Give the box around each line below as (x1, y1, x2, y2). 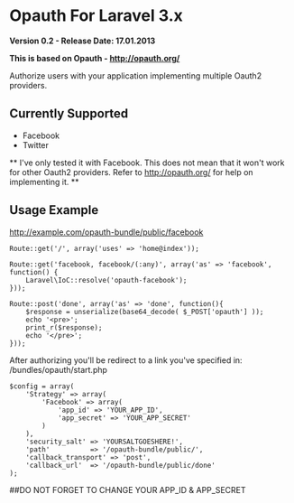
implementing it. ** (9, 176, 79, 187)
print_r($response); (25, 322, 103, 332)
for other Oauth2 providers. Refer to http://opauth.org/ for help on (9, 166, 254, 177)
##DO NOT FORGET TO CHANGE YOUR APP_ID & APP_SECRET (9, 484, 246, 495)
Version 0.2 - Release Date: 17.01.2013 (9, 35, 156, 46)
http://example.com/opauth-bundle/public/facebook (9, 227, 204, 238)
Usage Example (9, 202, 99, 218)
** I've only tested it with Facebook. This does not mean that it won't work (9, 157, 285, 168)
